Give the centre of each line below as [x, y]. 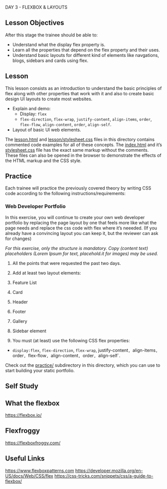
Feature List [24, 282]
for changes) [18, 239]
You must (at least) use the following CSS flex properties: [71, 340]
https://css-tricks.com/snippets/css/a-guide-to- [104, 476]
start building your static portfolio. [40, 370]
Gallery [20, 321]
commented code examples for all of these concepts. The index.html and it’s [84, 145]
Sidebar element [29, 331]
